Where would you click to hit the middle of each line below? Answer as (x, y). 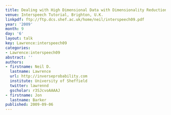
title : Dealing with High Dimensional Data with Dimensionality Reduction (86, 10)
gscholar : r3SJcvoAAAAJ (35, 90)
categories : (18, 48)
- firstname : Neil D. (28, 67)
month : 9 (15, 29)
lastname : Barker (28, 100)
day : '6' (15, 34)
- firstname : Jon (24, 95)
